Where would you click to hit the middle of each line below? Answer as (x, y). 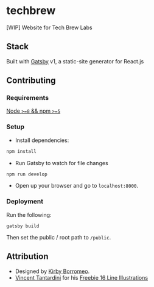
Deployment (25, 202)
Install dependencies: (42, 140)
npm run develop (27, 174)
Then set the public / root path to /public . (59, 237)
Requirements (28, 98)
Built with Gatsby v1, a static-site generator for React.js (75, 61)
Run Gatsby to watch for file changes (61, 163)
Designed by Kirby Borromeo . (52, 271)
